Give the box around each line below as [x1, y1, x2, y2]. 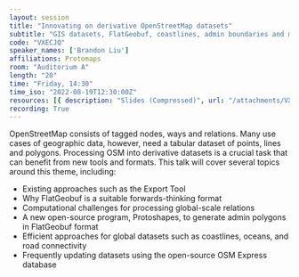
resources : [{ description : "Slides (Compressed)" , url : [9, 95, 225, 105]
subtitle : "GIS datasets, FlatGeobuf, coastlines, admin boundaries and [9, 29, 285, 38]
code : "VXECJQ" [9, 37, 66, 47]
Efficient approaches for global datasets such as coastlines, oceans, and [21, 231, 289, 241]
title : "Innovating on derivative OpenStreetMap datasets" [9, 21, 233, 30]
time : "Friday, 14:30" [9, 79, 93, 88]
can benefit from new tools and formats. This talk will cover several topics [9, 157, 280, 167]
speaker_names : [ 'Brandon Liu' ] [9, 46, 129, 55]
